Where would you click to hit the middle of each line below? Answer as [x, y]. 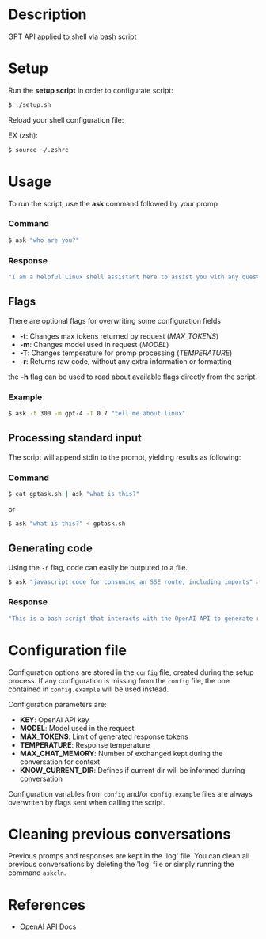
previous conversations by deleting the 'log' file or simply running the [122, 865]
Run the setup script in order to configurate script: [91, 90]
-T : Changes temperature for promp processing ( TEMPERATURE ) [126, 353]
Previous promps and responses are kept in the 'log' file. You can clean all [129, 856]
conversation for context [60, 762]
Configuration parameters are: [57, 704]
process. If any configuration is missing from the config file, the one [119, 680]
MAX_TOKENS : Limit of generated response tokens [104, 736]
